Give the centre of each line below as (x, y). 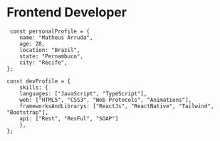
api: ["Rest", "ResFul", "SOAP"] (69, 118)
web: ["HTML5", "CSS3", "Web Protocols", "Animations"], (106, 100)
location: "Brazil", (50, 50)
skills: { (34, 87)
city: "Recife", (44, 62)
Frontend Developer (67, 12)
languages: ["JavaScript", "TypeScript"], (83, 93)
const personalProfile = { (50, 31)
